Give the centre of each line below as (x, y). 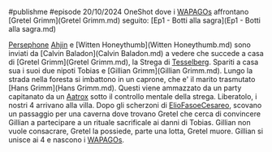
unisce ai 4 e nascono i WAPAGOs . (66, 140)
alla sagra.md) (32, 29)
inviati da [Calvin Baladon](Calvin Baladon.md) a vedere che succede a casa (136, 53)
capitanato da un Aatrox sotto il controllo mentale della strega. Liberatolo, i (133, 96)
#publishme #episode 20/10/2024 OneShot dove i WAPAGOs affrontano (129, 12)
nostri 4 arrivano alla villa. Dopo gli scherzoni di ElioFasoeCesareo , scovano (135, 105)
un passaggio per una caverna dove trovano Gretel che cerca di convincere (135, 114)
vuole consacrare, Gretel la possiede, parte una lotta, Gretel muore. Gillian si (136, 131)
